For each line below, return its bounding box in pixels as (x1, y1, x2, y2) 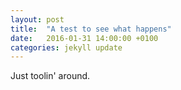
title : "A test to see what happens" (10, 24, 172, 34)
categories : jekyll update (10, 42, 123, 53)
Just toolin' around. (10, 70, 91, 82)
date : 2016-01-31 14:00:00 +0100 (10, 33, 159, 43)
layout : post (10, 14, 65, 25)
